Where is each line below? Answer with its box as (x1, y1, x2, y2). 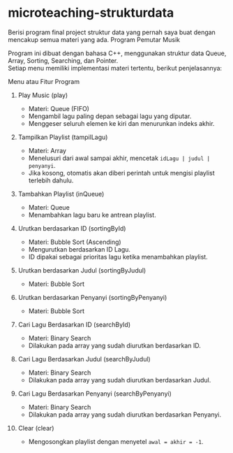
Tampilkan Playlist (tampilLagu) (17, 133, 108, 141)
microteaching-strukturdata (8, 5, 174, 21)
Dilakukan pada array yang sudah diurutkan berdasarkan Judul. (28, 375, 211, 384)
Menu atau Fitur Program (8, 77, 80, 85)
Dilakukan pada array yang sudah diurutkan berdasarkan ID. (28, 341, 201, 350)
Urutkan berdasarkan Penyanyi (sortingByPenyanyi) (17, 293, 167, 301)
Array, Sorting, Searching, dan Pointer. (8, 56, 119, 64)
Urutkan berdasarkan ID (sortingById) (17, 224, 126, 232)
